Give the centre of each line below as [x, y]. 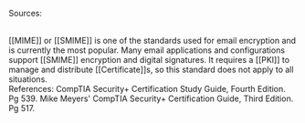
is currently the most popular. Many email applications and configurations [147, 50]
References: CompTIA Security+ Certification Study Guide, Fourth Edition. [147, 89]
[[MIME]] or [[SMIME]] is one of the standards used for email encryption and [152, 41]
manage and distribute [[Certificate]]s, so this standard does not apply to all [151, 69]
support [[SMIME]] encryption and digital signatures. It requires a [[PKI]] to [149, 60]
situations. [28, 79]
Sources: [26, 13]
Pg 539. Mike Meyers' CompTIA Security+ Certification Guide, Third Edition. [151, 98]
